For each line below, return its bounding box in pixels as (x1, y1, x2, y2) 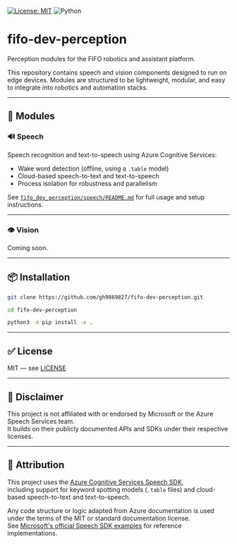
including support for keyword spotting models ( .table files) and (7, 485, 195, 493)
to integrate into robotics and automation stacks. (7, 83, 148, 92)
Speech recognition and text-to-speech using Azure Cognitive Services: (7, 150, 217, 159)
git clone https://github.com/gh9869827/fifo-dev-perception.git (7, 293, 203, 301)
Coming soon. (7, 243, 48, 252)
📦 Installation (7, 271, 71, 283)
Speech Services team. (7, 416, 75, 426)
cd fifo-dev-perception (7, 307, 78, 314)
